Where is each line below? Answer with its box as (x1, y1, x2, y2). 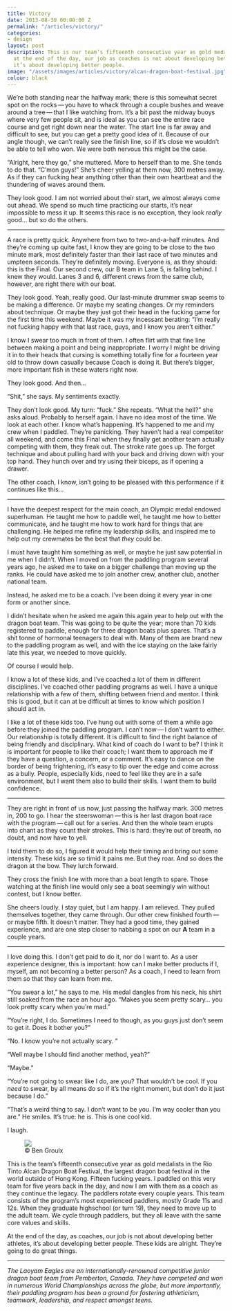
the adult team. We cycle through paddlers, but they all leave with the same (7, 1211, 222, 1220)
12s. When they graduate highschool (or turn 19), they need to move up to (7, 1204, 217, 1212)
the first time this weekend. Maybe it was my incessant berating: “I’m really (7, 316, 221, 324)
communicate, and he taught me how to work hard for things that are (7, 520, 204, 528)
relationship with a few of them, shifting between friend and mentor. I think (7, 690, 220, 698)
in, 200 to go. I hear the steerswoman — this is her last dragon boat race (7, 811, 213, 820)
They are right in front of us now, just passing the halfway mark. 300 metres (7, 804, 224, 813)
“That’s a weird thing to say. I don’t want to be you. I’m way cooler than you (7, 1105, 221, 1114)
